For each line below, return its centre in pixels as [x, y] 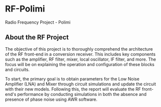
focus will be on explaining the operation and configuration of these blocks [80, 64]
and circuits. [17, 69]
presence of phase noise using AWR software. [51, 99]
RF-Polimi [25, 9]
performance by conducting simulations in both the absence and [82, 94]
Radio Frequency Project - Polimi [38, 22]
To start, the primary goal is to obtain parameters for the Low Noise [72, 79]
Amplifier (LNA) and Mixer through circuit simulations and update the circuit [80, 84]
